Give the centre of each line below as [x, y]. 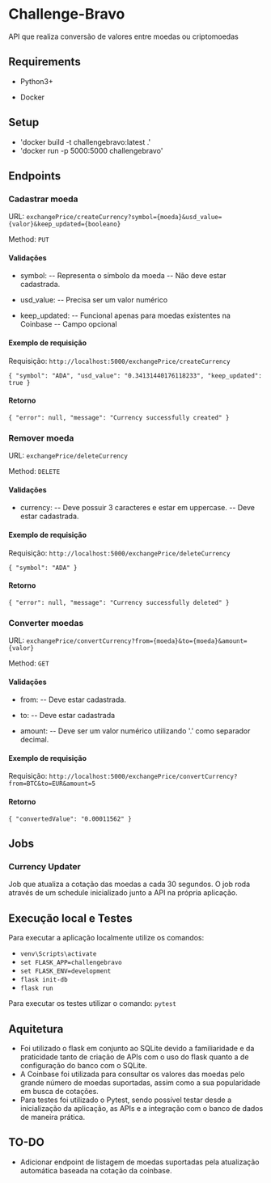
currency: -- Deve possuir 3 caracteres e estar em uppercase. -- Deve [138, 508]
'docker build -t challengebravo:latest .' [85, 142]
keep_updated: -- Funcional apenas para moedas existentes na [125, 315]
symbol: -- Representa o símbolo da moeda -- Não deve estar [123, 276]
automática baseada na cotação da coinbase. [96, 1170]
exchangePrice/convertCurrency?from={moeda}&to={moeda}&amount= [137, 641]
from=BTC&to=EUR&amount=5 [52, 784]
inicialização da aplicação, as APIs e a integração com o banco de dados [142, 1108]
